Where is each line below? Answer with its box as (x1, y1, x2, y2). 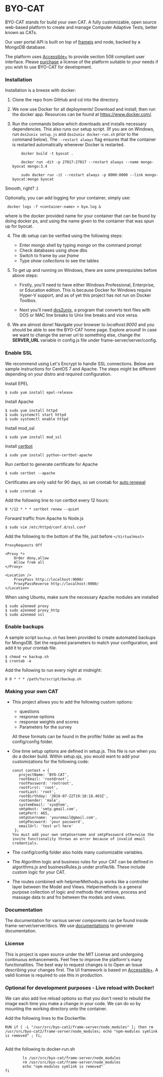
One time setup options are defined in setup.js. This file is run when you (12, 748, 157, 754)
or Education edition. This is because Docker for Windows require (19, 287, 152, 293)
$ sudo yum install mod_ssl (5, 435, 62, 440)
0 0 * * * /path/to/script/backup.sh (5, 677, 82, 681)
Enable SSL (5, 350, 33, 356)
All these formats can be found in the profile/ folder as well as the (12, 734, 144, 740)
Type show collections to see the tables (19, 258, 99, 264)
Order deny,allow (14, 555, 49, 560)
